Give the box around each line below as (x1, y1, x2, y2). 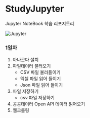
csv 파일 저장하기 (20, 95, 55, 101)
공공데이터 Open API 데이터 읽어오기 (12, 101, 85, 107)
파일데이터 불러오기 (12, 63, 51, 69)
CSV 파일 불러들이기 (20, 69, 61, 75)
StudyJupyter (5, 3, 64, 15)
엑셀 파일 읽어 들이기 (20, 75, 61, 82)
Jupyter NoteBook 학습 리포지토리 (5, 20, 74, 26)
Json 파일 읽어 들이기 (20, 82, 63, 88)
